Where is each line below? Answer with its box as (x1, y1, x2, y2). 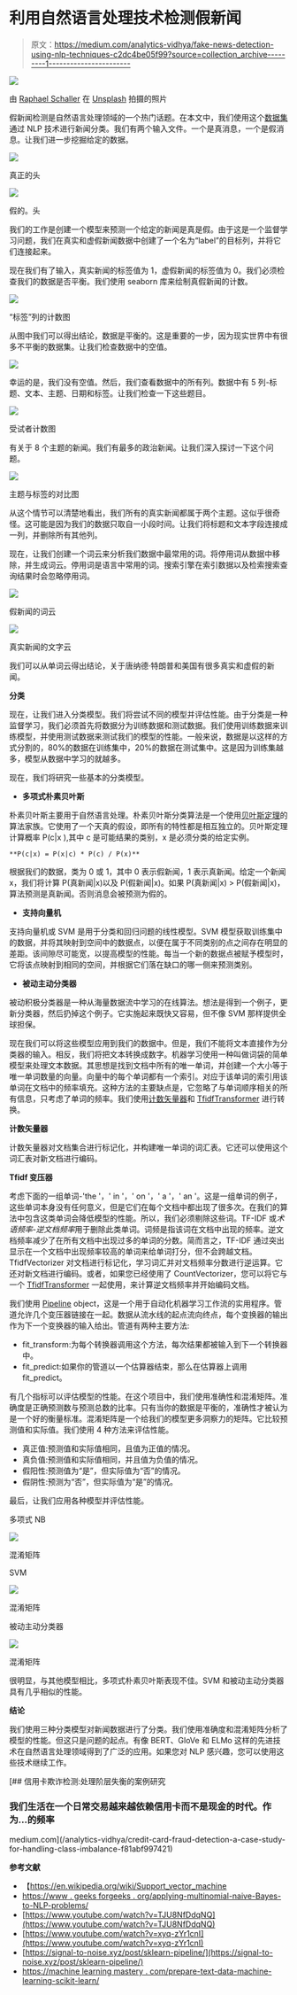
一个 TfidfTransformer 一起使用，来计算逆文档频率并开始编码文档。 (9, 1279, 255, 1290)
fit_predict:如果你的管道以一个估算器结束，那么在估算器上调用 (21, 1361, 247, 1371)
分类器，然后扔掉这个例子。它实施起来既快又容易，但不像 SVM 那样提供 (16, 1007, 279, 1019)
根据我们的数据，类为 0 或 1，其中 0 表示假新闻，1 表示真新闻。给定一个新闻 (9, 866, 286, 877)
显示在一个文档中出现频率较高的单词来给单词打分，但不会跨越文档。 (9, 1246, 257, 1256)
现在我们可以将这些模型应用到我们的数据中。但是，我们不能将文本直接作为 (9, 1037, 280, 1048)
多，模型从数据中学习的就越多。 (9, 753, 126, 764)
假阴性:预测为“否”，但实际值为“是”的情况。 (21, 1476, 179, 1487)
